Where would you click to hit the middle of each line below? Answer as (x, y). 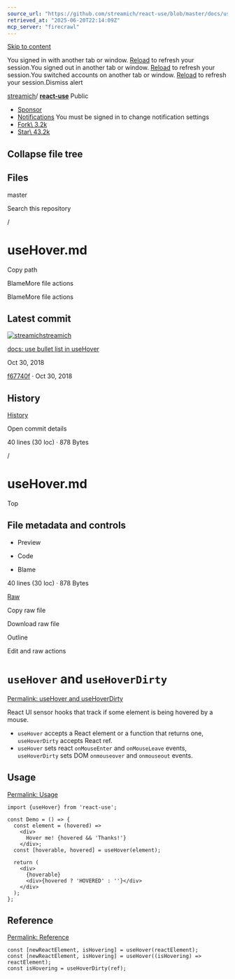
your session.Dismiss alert (45, 83)
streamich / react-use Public (48, 96)
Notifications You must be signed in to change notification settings (113, 117)
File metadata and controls (67, 526)
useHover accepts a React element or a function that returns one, (111, 733)
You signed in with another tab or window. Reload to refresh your (101, 60)
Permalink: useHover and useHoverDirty (65, 698)
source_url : (24, 14)
